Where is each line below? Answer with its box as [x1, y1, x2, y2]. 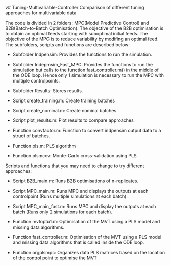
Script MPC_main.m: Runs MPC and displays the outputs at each [12, 188, 149, 194]
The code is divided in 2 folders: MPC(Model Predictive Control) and [5, 20, 149, 26]
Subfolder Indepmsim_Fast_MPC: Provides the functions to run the [12, 62, 153, 67]
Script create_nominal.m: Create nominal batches [12, 108, 117, 113]
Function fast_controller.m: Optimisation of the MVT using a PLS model [12, 234, 162, 240]
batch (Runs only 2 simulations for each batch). [12, 209, 113, 215]
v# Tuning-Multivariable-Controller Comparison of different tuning [5, 5, 144, 10]
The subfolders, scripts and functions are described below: [5, 42, 130, 48]
